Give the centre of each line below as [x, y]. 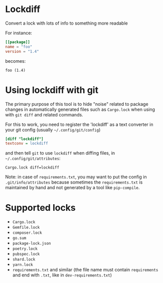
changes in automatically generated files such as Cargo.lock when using [80, 109]
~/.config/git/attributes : [33, 159]
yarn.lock [23, 265]
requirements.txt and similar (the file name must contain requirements [85, 270]
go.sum [19, 238]
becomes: [16, 61]
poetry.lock [25, 249]
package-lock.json [32, 244]
